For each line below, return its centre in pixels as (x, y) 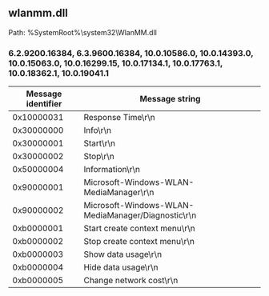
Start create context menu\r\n (139, 229)
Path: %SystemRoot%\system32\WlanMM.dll (83, 32)
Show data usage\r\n (123, 254)
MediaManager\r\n (119, 193)
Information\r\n (112, 170)
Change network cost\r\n (131, 281)
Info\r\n (98, 130)
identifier (44, 104)
